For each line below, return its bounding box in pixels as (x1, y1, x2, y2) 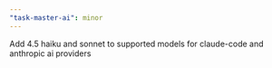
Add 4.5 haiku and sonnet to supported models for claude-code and (9, 38, 265, 49)
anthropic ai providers (9, 47, 92, 59)
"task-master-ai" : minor (9, 13, 103, 23)
